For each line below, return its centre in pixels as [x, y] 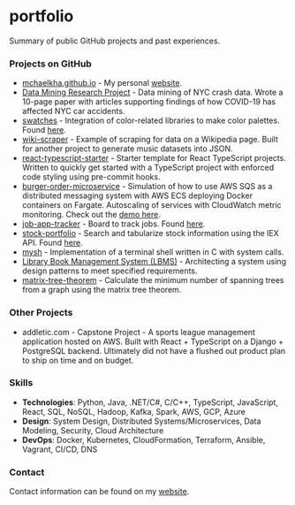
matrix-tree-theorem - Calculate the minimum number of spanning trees [153, 280]
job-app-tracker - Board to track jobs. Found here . [113, 224]
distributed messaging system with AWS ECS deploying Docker [137, 195]
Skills [21, 383]
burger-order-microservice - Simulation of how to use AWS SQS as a [147, 187]
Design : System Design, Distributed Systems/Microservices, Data [141, 421]
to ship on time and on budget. [78, 360]
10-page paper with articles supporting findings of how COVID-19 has [149, 102]
